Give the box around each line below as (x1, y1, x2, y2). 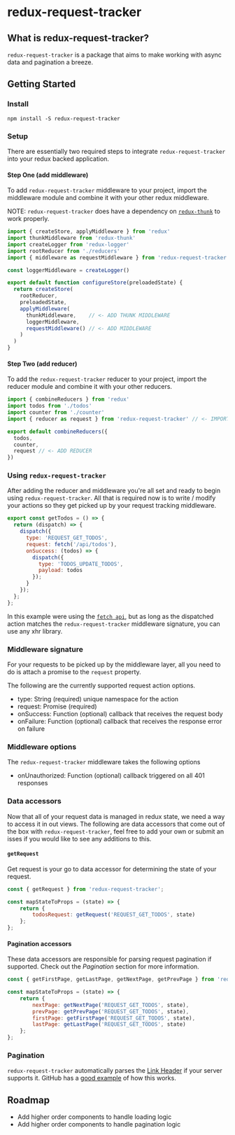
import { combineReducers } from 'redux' (7, 396, 130, 403)
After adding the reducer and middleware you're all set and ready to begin (7, 487, 221, 495)
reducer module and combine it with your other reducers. (7, 383, 173, 391)
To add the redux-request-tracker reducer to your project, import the (7, 375, 207, 383)
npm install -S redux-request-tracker (7, 115, 120, 122)
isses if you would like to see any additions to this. (7, 834, 152, 843)
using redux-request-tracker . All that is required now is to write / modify (7, 494, 216, 502)
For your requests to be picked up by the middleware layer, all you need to (7, 660, 221, 669)
